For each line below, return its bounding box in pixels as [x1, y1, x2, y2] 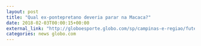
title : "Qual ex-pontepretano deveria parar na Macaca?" [6, 14, 151, 20]
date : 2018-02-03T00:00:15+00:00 [6, 20, 90, 26]
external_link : [6, 25, 44, 32]
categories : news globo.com [6, 31, 77, 37]
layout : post [6, 8, 39, 15]
